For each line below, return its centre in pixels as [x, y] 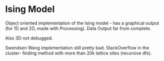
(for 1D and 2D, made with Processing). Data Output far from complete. [78, 28]
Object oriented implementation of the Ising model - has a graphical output [82, 23]
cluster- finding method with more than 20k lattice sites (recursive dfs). [78, 53]
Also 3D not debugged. [29, 38]
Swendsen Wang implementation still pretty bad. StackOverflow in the [77, 47]
